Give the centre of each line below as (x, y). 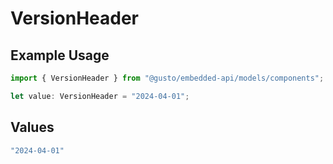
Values (32, 127)
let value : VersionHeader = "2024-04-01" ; (100, 96)
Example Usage (60, 55)
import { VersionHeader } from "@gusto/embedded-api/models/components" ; (167, 78)
